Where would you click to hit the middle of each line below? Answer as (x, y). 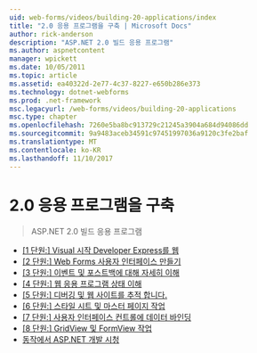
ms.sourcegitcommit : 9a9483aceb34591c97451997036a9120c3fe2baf (129, 134)
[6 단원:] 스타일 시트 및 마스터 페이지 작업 (94, 306)
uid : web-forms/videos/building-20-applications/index (113, 17)
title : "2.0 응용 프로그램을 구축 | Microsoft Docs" (100, 26)
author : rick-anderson (51, 34)
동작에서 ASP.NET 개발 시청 (71, 340)
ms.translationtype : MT (53, 142)
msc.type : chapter (43, 117)
